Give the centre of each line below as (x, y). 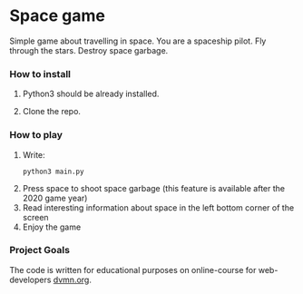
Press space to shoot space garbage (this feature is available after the (154, 188)
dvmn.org (71, 279)
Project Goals (40, 250)
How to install (40, 73)
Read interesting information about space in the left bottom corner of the (158, 207)
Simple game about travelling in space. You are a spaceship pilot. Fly (138, 41)
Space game (58, 16)
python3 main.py (53, 171)
